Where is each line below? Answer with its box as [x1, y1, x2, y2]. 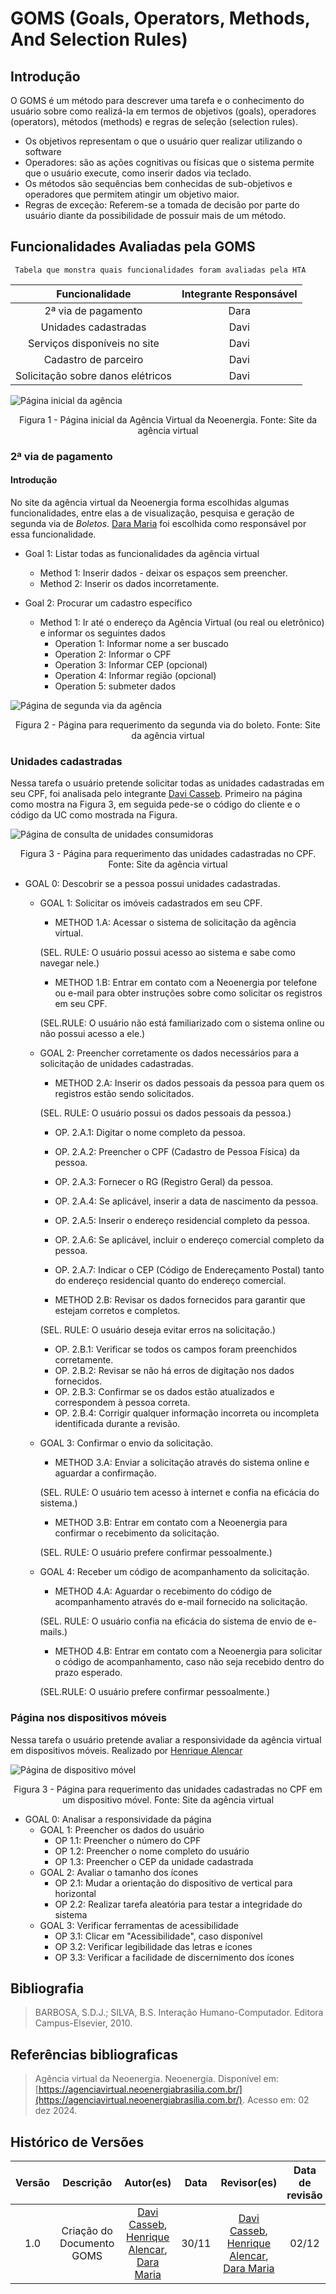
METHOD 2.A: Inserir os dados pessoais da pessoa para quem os [54, 1077, 325, 1089]
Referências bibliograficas [10, 2046, 178, 2063]
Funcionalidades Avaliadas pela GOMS [10, 238, 256, 256]
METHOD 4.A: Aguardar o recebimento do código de [54, 1585, 272, 1597]
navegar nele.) [39, 957, 100, 969]
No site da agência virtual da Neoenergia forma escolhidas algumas [10, 496, 290, 508]
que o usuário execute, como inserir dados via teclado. [24, 167, 252, 179]
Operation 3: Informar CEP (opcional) [54, 658, 208, 671]
